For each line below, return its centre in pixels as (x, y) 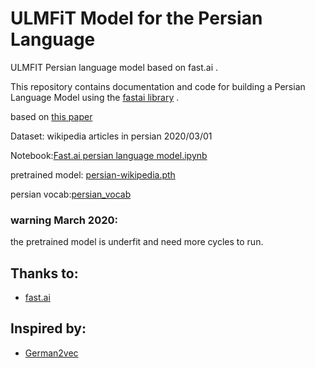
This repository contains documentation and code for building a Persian (158, 86)
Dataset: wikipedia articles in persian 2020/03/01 (111, 136)
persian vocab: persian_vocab (71, 194)
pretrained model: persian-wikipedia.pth (93, 174)
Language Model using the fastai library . (95, 97)
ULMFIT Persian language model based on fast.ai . (114, 67)
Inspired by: (48, 328)
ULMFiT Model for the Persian (136, 18)
